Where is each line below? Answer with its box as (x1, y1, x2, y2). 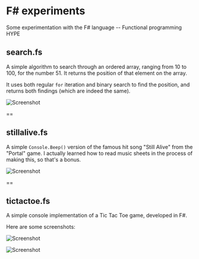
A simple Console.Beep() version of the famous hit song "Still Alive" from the (6, 143, 193, 150)
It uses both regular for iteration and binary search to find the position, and (6, 81, 190, 88)
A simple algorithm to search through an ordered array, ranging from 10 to (6, 63, 187, 70)
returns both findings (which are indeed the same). (6, 87, 131, 94)
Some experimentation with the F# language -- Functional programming (6, 24, 182, 31)
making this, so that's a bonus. (6, 156, 81, 163)
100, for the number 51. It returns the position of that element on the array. (6, 70, 187, 77)
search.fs (6, 48, 43, 58)
